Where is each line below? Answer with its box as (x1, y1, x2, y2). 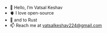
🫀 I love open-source (9, 10, 54, 16)
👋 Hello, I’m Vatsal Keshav (9, 5, 63, 10)
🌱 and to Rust (9, 17, 37, 23)
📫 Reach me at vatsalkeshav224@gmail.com (9, 22, 102, 28)
